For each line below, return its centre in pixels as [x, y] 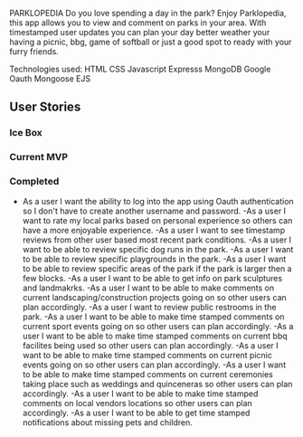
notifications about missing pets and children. [107, 422]
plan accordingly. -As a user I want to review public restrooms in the [149, 307]
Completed [34, 182]
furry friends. [34, 52]
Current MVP [39, 157]
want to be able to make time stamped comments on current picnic [147, 355]
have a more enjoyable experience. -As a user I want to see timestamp [154, 230]
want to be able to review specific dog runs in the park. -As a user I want [158, 249]
